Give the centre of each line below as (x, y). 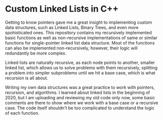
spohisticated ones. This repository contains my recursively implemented (79, 32)
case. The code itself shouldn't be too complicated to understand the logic (80, 108)
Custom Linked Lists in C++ (62, 9)
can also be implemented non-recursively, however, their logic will (71, 48)
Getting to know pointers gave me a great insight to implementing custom (79, 22)
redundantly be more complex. (36, 53)
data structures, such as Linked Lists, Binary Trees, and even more (72, 27)
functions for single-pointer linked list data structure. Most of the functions (80, 43)
